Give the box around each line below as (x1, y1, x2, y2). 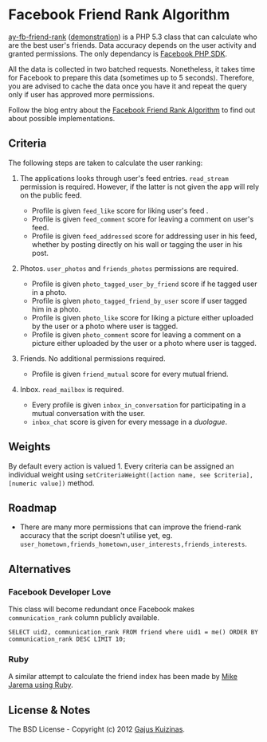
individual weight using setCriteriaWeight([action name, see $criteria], (8, 469, 253, 479)
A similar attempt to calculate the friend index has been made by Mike (8, 672, 238, 681)
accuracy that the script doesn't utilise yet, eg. (19, 531, 173, 540)
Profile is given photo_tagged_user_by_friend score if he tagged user (31, 279, 257, 289)
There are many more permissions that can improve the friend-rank (19, 522, 241, 532)
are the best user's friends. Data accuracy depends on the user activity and (8, 40, 257, 49)
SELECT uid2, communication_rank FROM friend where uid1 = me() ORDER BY (8, 628, 259, 637)
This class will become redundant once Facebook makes (8, 604, 195, 614)
